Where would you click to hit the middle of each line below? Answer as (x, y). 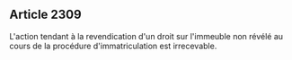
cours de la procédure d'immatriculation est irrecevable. (113, 46)
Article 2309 (46, 15)
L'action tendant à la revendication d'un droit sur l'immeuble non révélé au (146, 36)
